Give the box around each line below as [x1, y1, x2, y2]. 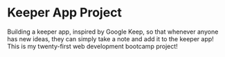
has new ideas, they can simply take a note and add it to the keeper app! [7, 34, 215, 43]
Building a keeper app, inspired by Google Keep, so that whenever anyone [7, 27, 219, 36]
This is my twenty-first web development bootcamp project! [7, 42, 178, 50]
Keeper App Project [7, 5, 123, 21]
